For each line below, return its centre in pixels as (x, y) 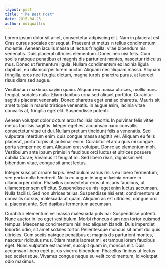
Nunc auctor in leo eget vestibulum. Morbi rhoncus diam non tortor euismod (83, 219)
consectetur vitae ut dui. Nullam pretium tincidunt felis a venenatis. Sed (78, 131)
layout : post (19, 10)
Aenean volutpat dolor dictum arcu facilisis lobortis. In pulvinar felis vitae (79, 120)
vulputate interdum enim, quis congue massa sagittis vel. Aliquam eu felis (80, 136)
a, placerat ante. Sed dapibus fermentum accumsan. (59, 204)
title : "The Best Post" (30, 14)
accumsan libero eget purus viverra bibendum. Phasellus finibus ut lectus (80, 251)
